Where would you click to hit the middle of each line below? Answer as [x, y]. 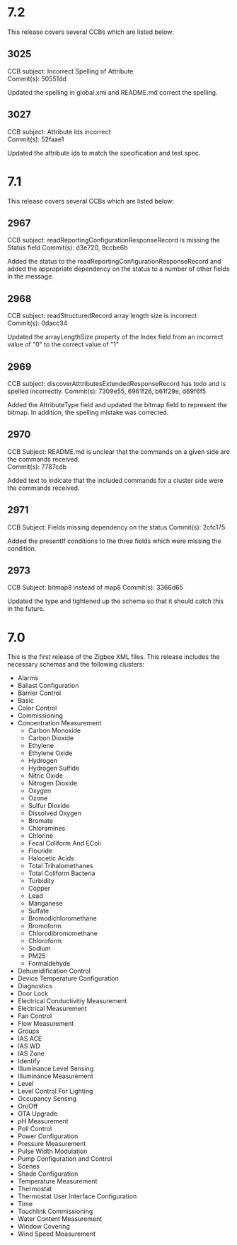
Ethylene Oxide [50, 753]
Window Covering [44, 1227]
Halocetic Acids [51, 858]
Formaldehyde [49, 964]
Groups [28, 1031]
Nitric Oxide [46, 776]
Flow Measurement [46, 1024]
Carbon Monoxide [54, 731]
